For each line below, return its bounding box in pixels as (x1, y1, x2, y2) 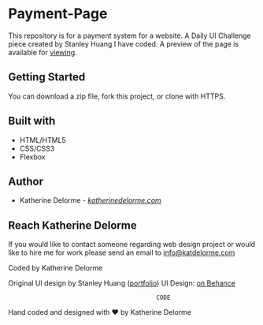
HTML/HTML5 (19, 135, 67, 144)
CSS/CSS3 (19, 144, 55, 153)
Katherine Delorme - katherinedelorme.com (19, 196, 161, 205)
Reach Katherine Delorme (8, 219, 137, 232)
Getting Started (8, 70, 86, 84)
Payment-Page (8, 5, 108, 23)
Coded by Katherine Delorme (8, 263, 103, 273)
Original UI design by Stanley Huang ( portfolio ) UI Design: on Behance (8, 278, 236, 288)
